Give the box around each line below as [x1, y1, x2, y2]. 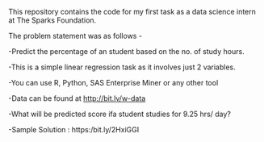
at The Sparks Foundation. [8, 15, 97, 25]
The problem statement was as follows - [8, 31, 143, 40]
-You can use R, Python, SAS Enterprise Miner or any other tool [8, 78, 219, 87]
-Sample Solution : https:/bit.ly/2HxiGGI [8, 125, 140, 134]
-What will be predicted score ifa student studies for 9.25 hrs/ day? [8, 109, 232, 119]
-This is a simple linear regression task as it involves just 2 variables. [8, 62, 236, 72]
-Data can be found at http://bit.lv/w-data [8, 94, 146, 103]
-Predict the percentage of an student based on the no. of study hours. [8, 47, 245, 56]
